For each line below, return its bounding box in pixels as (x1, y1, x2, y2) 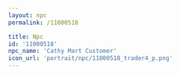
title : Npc (8, 33, 44, 41)
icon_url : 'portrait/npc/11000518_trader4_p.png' (8, 55, 174, 62)
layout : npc (8, 11, 47, 19)
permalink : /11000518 (8, 19, 79, 26)
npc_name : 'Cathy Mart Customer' (8, 48, 117, 55)
